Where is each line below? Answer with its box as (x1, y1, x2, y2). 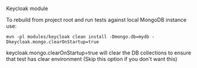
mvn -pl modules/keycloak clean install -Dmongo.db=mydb (6, 34, 150, 40)
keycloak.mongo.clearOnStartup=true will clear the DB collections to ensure (6, 49, 191, 56)
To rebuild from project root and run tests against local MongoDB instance (6, 16, 187, 23)
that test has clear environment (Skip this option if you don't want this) (6, 56, 177, 62)
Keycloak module (6, 5, 49, 12)
